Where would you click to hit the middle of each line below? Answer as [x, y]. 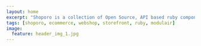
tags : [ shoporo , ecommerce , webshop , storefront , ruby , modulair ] [91, 23]
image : [14, 28]
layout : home [22, 12]
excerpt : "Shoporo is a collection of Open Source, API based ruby [92, 17]
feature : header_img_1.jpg [45, 34]
